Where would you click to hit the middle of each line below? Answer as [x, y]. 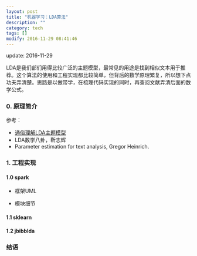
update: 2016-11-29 [29, 55]
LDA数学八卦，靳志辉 [40, 140]
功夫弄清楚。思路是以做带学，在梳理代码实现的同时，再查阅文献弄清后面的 [96, 82]
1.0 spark [18, 177]
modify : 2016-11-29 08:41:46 [42, 39]
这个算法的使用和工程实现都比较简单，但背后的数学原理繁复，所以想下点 [103, 75]
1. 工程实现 [21, 163]
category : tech [25, 28]
